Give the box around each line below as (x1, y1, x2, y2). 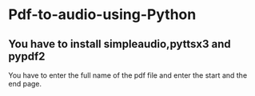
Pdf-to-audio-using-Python (8, 6, 197, 24)
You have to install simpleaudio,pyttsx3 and (8, 37, 231, 51)
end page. (8, 79, 42, 88)
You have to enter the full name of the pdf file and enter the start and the (8, 71, 248, 80)
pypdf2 (8, 49, 46, 63)
